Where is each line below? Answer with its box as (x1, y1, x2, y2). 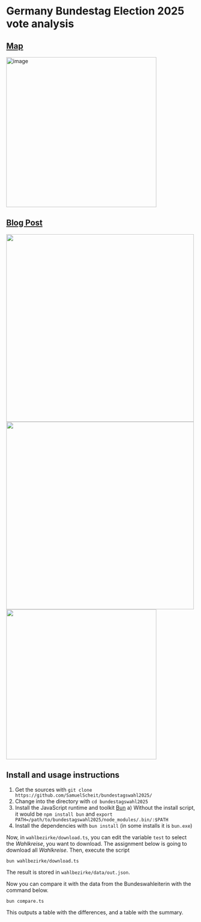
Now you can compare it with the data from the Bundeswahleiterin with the (6, 880, 191, 887)
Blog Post (6, 218, 43, 228)
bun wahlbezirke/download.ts (6, 858, 79, 864)
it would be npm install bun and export (14, 810, 113, 818)
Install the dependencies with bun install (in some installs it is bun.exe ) (14, 822, 193, 829)
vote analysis (6, 17, 74, 31)
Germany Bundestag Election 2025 (6, 4, 185, 18)
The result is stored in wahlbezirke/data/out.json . (6, 869, 130, 876)
